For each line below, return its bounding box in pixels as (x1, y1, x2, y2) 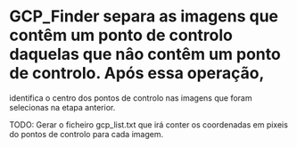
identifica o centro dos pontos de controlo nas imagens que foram (9, 92, 252, 103)
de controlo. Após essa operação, (9, 63, 265, 84)
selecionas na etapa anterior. (9, 102, 116, 112)
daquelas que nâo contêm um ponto (9, 45, 281, 64)
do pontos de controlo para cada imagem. (9, 128, 163, 139)
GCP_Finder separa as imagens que (9, 6, 279, 27)
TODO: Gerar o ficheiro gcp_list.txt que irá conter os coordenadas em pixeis (9, 119, 288, 130)
